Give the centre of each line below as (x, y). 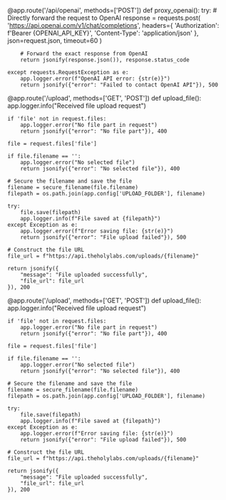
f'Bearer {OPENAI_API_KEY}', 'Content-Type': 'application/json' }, (103, 33)
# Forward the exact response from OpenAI (84, 53)
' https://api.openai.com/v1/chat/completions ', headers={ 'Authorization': (113, 25)
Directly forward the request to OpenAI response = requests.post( (104, 18)
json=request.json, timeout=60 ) (55, 41)
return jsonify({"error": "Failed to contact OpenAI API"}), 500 (119, 85)
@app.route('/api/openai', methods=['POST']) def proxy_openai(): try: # (112, 10)
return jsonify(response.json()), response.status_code (105, 60)
